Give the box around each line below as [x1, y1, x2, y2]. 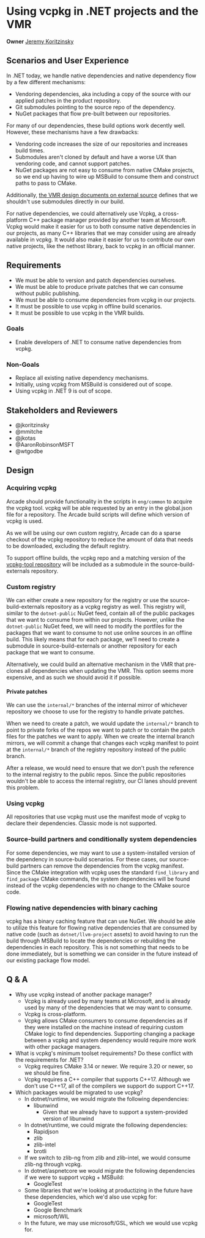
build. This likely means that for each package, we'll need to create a [6, 635, 180, 643]
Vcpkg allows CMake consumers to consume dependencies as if [24, 1017, 188, 1024]
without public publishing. [15, 289, 81, 297]
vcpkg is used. [6, 517, 43, 525]
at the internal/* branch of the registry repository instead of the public [6, 746, 187, 753]
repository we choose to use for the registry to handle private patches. [6, 708, 185, 715]
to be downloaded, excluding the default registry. [6, 542, 130, 549]
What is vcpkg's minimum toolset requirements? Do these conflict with [15, 1049, 193, 1057]
